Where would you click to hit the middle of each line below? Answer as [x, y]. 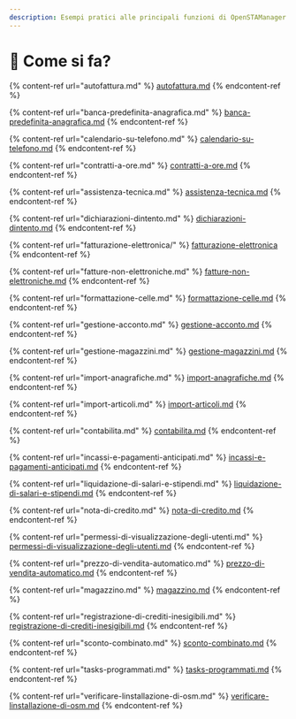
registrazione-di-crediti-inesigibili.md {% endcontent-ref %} [118, 625]
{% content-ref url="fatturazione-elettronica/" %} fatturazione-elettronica [144, 245]
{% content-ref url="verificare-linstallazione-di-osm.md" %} [119, 696]
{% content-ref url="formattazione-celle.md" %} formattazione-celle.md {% [148, 298]
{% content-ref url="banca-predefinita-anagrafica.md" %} [116, 112]
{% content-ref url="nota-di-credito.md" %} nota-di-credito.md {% [132, 510]
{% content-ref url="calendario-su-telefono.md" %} [104, 139]
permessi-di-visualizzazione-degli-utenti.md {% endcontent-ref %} [132, 546]
